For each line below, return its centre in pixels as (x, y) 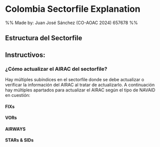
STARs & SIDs (19, 140)
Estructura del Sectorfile (44, 38)
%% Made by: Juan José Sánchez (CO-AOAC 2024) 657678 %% (72, 23)
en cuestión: (18, 95)
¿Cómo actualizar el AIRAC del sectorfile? (56, 69)
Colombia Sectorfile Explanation (73, 9)
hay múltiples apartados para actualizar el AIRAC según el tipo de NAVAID (80, 90)
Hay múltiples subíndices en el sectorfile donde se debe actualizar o (75, 80)
